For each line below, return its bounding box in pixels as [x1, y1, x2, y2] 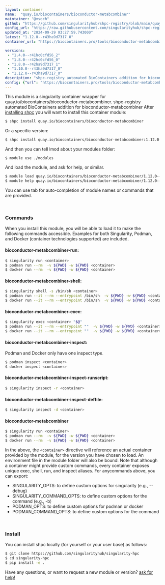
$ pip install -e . [5, 560, 45, 565]
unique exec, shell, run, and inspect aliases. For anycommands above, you [5, 468, 156, 473]
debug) [12, 488, 27, 494]
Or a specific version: [5, 127, 49, 133]
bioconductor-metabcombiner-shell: [5, 278, 82, 284]
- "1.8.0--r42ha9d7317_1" [7, 62, 60, 67]
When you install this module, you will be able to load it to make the [5, 226, 141, 232]
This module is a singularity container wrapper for [5, 93, 106, 99]
